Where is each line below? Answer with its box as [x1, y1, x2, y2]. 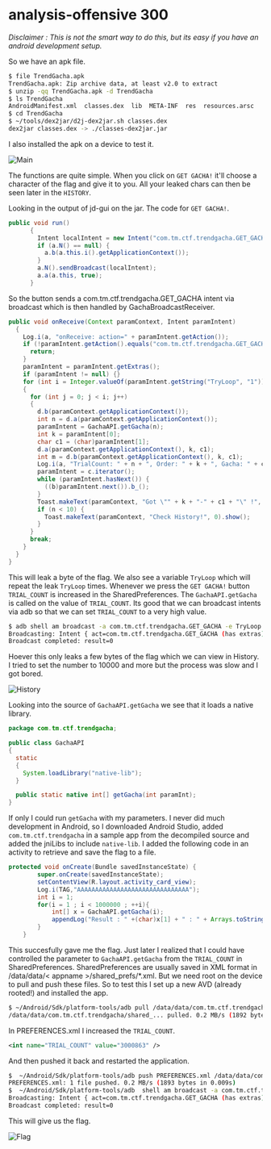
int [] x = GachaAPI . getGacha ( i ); [51, 908, 164, 917]
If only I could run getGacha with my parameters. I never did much [8, 813, 226, 823]
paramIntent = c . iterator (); [37, 468, 135, 476]
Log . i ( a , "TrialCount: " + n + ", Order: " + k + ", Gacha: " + [37, 460, 258, 469]
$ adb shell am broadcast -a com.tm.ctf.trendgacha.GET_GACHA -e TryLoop [8, 622, 262, 630]
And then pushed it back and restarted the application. [8, 1055, 190, 1066]
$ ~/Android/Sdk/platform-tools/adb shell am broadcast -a [8, 1087, 219, 1095]
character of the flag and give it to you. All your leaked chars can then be [8, 179, 252, 189]
